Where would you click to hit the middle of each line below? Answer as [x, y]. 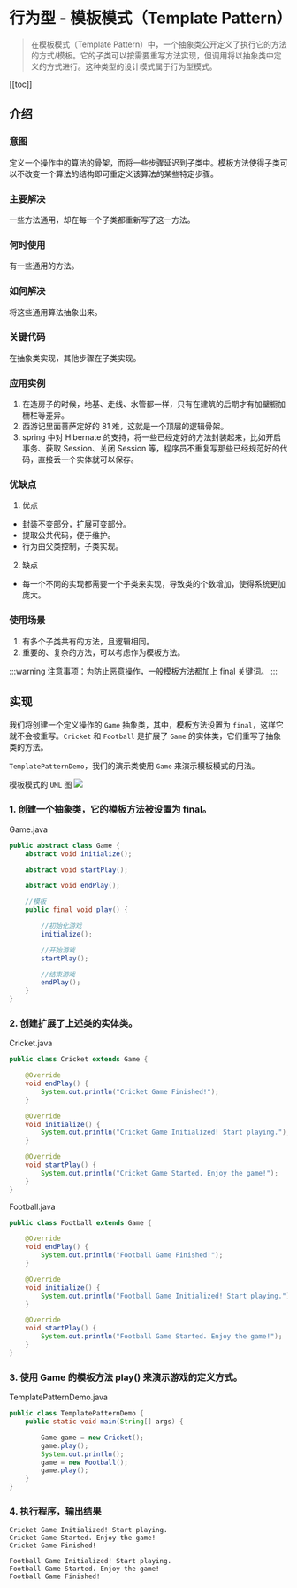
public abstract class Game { [65, 845]
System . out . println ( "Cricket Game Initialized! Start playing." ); [166, 1133]
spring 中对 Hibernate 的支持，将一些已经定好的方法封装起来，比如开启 [151, 437]
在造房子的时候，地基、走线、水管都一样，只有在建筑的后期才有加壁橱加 [153, 405]
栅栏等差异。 [45, 415]
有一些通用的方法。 [44, 266]
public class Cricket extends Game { [79, 1060]
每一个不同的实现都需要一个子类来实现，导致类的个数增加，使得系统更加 [153, 584]
